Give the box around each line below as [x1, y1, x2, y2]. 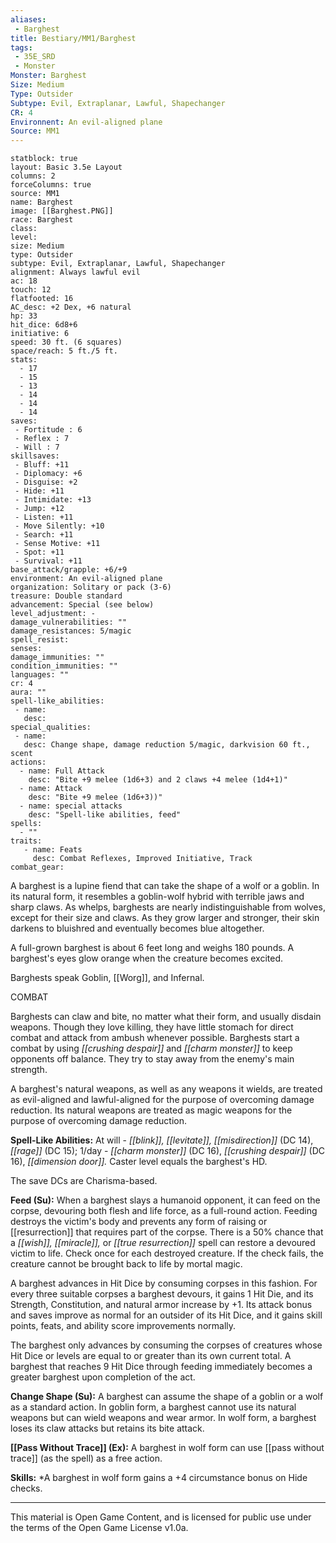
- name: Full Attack [19, 766, 105, 776]
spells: [10, 819, 43, 829]
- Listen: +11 [14, 512, 74, 523]
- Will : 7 [14, 442, 60, 453]
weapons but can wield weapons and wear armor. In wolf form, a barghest [10, 1412, 317, 1424]
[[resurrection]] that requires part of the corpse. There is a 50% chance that [10, 1226, 324, 1238]
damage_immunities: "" [10, 652, 105, 663]
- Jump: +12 [14, 504, 65, 514]
